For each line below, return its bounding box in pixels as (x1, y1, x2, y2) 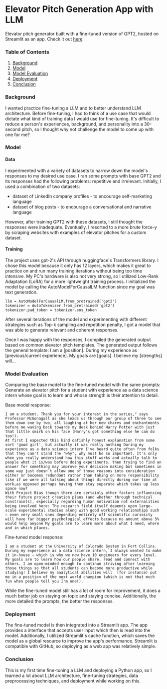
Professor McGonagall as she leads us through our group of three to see (5, 416, 162, 421)
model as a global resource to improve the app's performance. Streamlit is (5, 638, 158, 644)
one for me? (5, 131, 30, 137)
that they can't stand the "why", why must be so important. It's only (5, 451, 157, 456)
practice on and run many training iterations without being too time (5, 267, 142, 273)
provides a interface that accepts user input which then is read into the (5, 627, 151, 633)
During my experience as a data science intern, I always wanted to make (5, 548, 162, 553)
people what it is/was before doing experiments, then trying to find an (5, 460, 162, 465)
